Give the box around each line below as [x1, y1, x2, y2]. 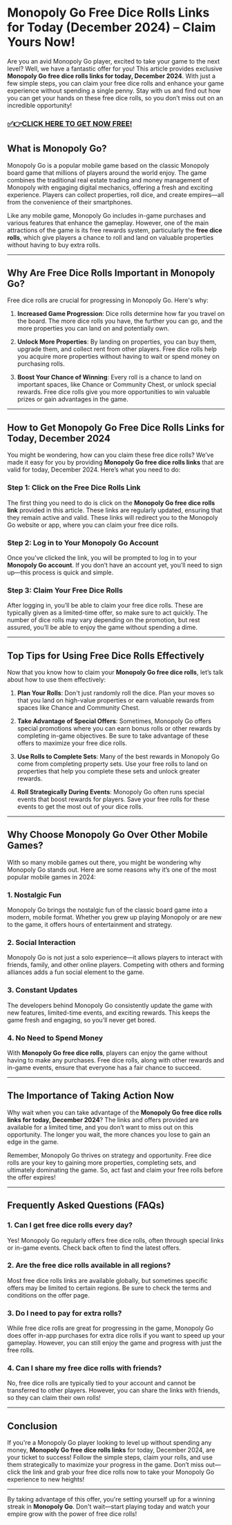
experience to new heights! [7, 1475, 85, 1484]
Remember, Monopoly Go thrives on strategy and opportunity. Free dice [7, 1151, 212, 1159]
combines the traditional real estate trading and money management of [7, 176, 209, 184]
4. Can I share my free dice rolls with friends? [7, 1363, 162, 1373]
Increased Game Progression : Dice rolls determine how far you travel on [17, 310, 225, 318]
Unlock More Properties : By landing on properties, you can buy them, [17, 337, 217, 346]
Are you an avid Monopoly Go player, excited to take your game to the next [7, 57, 220, 65]
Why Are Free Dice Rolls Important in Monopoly [7, 268, 215, 279]
